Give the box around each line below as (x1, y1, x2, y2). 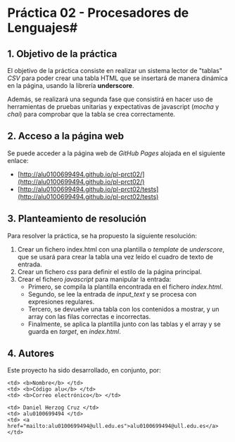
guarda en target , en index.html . (27, 327, 122, 335)
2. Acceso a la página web (7, 130, 125, 142)
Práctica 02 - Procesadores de (7, 5, 189, 21)
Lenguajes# (7, 20, 78, 36)
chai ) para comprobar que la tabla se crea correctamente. (7, 110, 176, 118)
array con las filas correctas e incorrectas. (27, 312, 151, 320)
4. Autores (7, 348, 55, 360)
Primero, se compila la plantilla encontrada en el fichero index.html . (27, 282, 223, 291)
